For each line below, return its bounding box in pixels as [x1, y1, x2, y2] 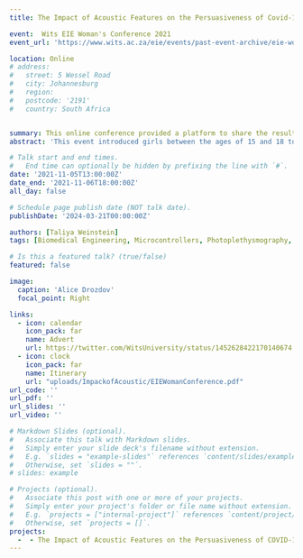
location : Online [9, 54, 75, 63]
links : [9, 310, 34, 319]
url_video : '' [9, 411, 63, 420]
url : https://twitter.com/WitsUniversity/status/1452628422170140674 [25, 343, 293, 352]
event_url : [9, 38, 50, 47]
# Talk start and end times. [9, 153, 119, 162]
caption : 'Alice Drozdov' [17, 285, 115, 294]
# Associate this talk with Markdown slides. [9, 435, 192, 444]
